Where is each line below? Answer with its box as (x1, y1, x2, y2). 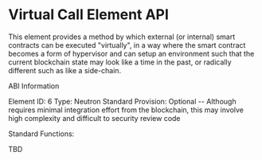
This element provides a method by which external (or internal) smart (8, 32, 236, 41)
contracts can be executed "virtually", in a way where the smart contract (8, 40, 246, 49)
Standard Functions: (8, 129, 75, 139)
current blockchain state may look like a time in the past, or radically (8, 57, 233, 67)
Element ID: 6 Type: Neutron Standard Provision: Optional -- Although (8, 96, 237, 106)
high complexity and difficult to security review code (8, 113, 181, 123)
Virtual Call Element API (8, 6, 170, 24)
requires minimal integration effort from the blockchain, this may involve (8, 105, 244, 115)
